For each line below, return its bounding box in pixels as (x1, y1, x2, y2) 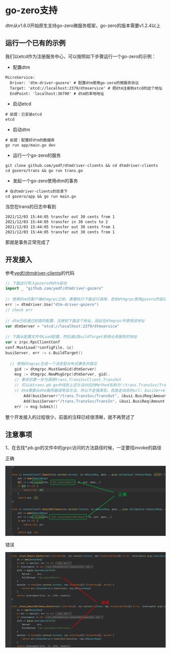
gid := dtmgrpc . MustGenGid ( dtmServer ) (14, 366, 97, 372)
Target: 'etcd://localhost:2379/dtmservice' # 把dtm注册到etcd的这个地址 (10, 86, 163, 91)
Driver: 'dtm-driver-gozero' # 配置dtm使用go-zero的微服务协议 (10, 80, 139, 86)
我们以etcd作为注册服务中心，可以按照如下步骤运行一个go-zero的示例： (5, 53, 156, 59)
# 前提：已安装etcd (5, 111, 42, 117)
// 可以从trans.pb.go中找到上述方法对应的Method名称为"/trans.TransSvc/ (14, 383, 159, 388)
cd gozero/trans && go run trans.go (5, 168, 83, 173)
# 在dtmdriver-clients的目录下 (5, 189, 68, 194)
